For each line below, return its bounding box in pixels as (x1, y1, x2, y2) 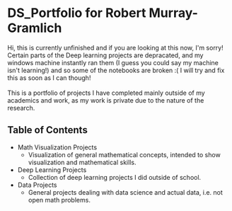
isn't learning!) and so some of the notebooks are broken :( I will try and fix (7, 66, 225, 74)
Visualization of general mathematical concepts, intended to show (28, 150, 221, 159)
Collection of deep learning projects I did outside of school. (28, 173, 202, 181)
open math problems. (28, 195, 91, 204)
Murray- (149, 5, 198, 21)
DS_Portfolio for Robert (7, 5, 146, 21)
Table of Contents (7, 124, 88, 136)
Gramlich (7, 20, 62, 36)
